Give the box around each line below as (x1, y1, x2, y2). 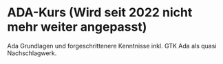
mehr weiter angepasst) (7, 19, 147, 35)
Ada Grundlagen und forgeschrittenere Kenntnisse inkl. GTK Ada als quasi (7, 42, 217, 50)
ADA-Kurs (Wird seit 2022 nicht (7, 5, 193, 20)
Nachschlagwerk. (7, 49, 57, 57)
